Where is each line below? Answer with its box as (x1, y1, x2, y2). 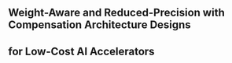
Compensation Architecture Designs (8, 19, 191, 32)
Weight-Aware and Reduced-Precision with (8, 6, 226, 19)
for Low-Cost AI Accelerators (8, 44, 155, 58)
